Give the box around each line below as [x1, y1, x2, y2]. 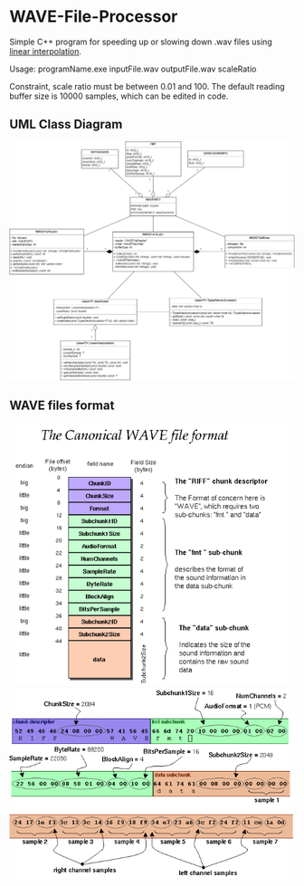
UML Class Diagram [9, 117, 123, 132]
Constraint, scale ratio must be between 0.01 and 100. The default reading [9, 81, 285, 91]
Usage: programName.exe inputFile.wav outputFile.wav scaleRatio [9, 63, 257, 74]
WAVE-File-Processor [9, 6, 178, 27]
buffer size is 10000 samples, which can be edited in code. [9, 91, 229, 101]
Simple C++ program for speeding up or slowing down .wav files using [9, 36, 273, 47]
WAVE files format [9, 397, 115, 413]
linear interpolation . [9, 45, 82, 56]
